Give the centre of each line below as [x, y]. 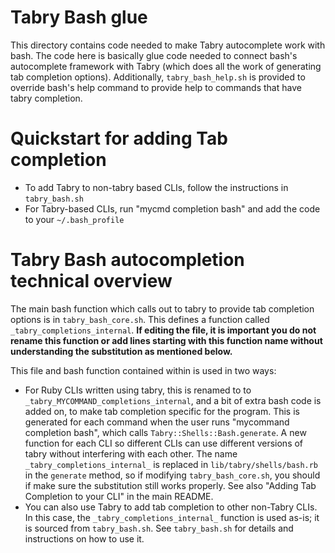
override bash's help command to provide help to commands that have [156, 87]
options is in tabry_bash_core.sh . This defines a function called [140, 319]
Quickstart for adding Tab [119, 138]
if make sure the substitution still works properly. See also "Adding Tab [170, 485]
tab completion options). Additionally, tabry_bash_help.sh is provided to [158, 77]
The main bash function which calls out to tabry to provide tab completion [162, 308]
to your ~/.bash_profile [74, 219]
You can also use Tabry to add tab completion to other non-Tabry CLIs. [171, 507]
